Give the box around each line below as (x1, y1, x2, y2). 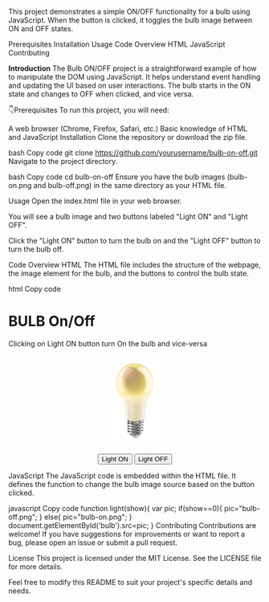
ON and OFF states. (8, 24, 74, 33)
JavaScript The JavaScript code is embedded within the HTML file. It (8, 470, 237, 481)
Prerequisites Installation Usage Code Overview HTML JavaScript (8, 39, 226, 49)
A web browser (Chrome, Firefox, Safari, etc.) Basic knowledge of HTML (8, 124, 247, 133)
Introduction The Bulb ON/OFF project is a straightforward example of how (8, 63, 257, 73)
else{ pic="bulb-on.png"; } (43, 512, 132, 522)
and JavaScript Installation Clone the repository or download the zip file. (8, 133, 247, 141)
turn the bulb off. (8, 244, 64, 254)
